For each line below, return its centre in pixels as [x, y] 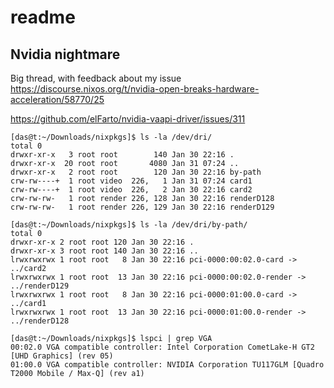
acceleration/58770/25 [57, 99]
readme [43, 17]
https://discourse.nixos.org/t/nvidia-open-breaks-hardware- [135, 89]
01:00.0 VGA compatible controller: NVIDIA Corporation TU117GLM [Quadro [167, 365]
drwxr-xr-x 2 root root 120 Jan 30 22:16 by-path [136, 172]
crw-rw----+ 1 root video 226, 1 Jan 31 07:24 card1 [131, 181]
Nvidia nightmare [65, 54]
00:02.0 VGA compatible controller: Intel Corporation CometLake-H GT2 [162, 347]
